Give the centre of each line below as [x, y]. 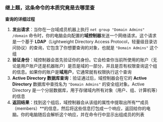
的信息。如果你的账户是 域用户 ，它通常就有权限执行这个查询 [72, 72]
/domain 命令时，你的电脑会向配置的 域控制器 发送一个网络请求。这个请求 [84, 35]
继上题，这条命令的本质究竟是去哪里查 [50, 7]
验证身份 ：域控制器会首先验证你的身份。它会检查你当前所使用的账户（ [82, 60]
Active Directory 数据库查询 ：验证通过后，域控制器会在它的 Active [79, 78]
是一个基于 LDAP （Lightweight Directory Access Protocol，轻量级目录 [82, 42]
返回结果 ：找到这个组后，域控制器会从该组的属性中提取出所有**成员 [80, 103]
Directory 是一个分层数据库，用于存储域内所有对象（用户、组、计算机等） [85, 90]
